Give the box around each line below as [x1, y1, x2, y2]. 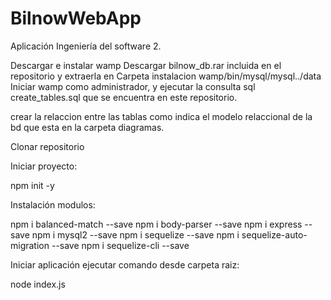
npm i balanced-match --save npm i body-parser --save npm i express [10, 218, 303, 230]
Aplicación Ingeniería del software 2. [10, 40, 162, 52]
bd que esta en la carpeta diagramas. [10, 121, 165, 133]
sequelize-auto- [241, 228, 308, 241]
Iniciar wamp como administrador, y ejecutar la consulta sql [10, 80, 256, 92]
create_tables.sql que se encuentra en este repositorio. [10, 91, 238, 103]
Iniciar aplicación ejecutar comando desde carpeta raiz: [10, 258, 240, 271]
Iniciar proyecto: [10, 160, 78, 172]
